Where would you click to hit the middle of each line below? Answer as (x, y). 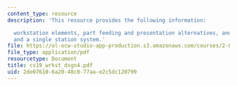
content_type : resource (42, 14)
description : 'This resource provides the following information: (107, 20)
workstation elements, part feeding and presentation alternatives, (116, 33)
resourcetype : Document (42, 59)
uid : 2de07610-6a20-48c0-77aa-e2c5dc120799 (72, 72)
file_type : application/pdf (49, 52)
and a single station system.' (60, 39)
